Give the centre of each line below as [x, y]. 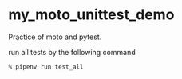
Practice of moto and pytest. [55, 37]
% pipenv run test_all [46, 67]
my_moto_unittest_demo [91, 15]
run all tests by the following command [72, 52]
